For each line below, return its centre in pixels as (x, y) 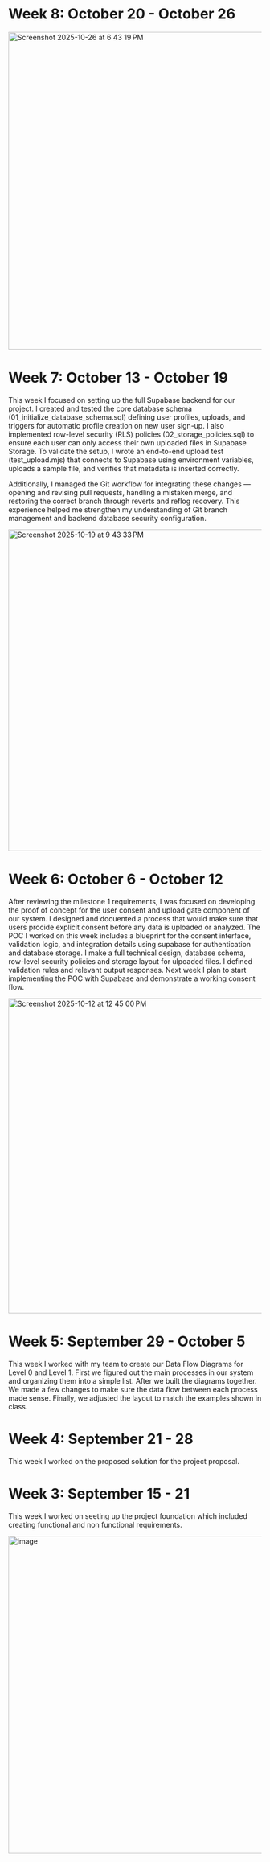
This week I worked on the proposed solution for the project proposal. (124, 1461)
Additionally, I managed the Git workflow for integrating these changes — (130, 484)
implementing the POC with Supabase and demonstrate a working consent (132, 978)
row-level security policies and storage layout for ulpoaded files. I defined (131, 961)
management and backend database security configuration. (107, 518)
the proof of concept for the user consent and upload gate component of (129, 910)
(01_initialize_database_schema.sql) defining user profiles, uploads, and (127, 417)
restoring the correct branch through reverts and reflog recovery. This (124, 501)
